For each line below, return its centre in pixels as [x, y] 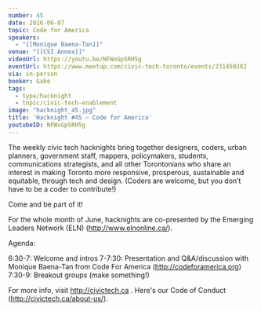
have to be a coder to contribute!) [62, 188]
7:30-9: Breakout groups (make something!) [79, 275]
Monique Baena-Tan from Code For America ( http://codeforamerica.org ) [125, 266]
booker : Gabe [29, 81]
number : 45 [26, 15]
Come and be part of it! [46, 204]
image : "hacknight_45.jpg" [52, 111]
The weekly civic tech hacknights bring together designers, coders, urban [127, 147]
